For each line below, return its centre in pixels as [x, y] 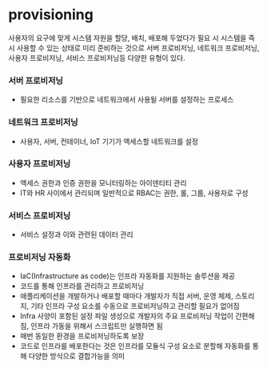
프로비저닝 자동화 [40, 258]
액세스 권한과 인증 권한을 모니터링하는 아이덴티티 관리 [103, 182]
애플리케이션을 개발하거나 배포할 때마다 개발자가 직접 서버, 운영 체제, [126, 296]
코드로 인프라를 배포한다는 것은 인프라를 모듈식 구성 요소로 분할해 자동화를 [135, 346]
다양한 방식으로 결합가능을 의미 [77, 356]
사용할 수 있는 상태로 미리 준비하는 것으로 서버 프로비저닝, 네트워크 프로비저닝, [138, 48]
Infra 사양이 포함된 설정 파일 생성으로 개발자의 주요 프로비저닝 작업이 [127, 316]
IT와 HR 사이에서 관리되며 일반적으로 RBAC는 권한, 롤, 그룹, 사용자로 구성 [134, 193]
